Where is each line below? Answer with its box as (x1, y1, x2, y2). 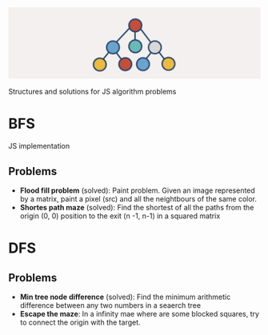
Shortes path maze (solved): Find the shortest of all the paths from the (19, 202, 254, 212)
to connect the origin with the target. (19, 317, 142, 327)
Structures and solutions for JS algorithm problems (8, 87, 177, 97)
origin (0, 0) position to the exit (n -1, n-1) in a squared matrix (19, 211, 221, 221)
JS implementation (8, 142, 70, 151)
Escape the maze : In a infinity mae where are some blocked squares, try (19, 309, 260, 318)
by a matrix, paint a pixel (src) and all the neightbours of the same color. (19, 193, 258, 203)
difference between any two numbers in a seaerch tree (19, 300, 202, 310)
